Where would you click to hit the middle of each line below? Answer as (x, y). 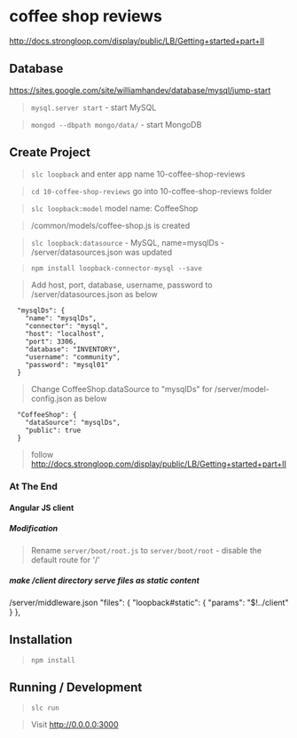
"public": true (53, 430)
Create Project (50, 153)
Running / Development (76, 688)
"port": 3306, (51, 342)
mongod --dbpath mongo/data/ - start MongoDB (116, 124)
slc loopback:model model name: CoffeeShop (114, 208)
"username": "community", (73, 357)
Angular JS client (42, 508)
